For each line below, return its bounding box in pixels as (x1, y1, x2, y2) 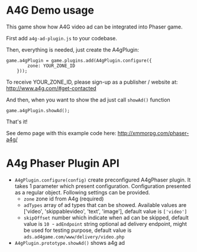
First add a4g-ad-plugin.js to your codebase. (6, 34, 117, 42)
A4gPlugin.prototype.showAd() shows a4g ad (14, 239, 125, 246)
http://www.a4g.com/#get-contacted (6, 84, 96, 92)
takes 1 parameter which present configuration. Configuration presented (14, 182, 191, 190)
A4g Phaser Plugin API (6, 157, 120, 170)
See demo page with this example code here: (6, 129, 117, 136)
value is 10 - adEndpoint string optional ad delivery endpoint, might (23, 220, 188, 227)
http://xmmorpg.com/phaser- (117, 129, 189, 136)
